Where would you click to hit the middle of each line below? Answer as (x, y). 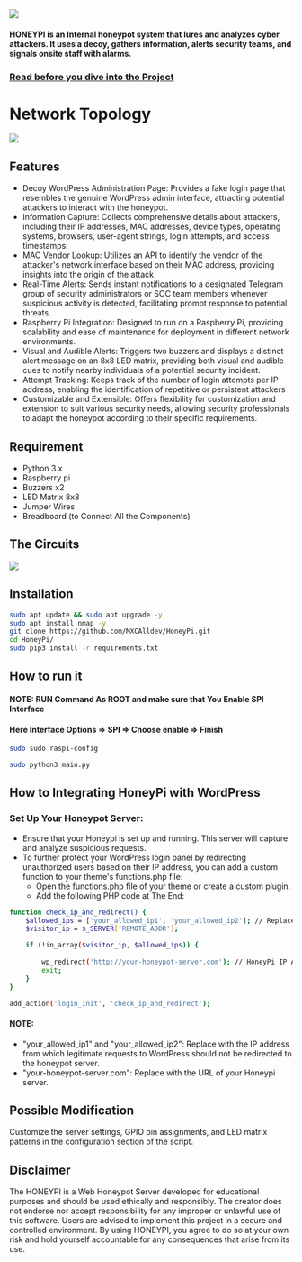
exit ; (52, 970)
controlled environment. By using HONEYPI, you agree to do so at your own (149, 1230)
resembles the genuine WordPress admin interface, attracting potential (153, 198)
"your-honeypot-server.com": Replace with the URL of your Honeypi (149, 1073)
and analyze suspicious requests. (84, 847)
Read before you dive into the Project (92, 77)
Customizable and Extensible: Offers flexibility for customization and (149, 399)
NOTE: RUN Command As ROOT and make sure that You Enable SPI (137, 700)
